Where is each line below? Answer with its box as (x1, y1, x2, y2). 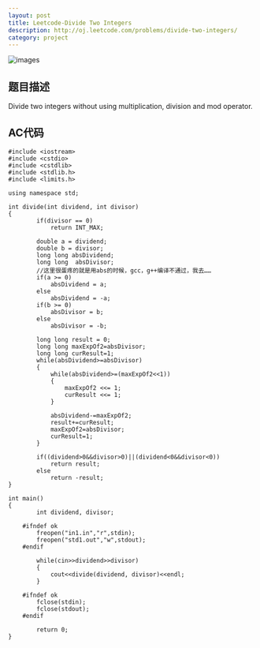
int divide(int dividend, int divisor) (8, 203, 139, 211)
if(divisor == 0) (36, 216, 93, 225)
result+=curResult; (50, 418, 114, 426)
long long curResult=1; (36, 349, 114, 358)
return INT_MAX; (50, 223, 104, 231)
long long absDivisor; (36, 258, 114, 266)
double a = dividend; (36, 238, 108, 245)
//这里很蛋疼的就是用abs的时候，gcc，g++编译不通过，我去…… (36, 266, 211, 275)
